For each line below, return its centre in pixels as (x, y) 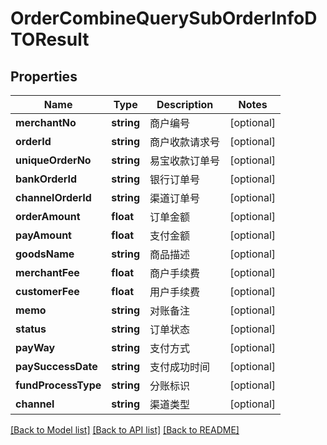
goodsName (45, 254)
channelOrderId (53, 197)
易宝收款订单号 (185, 160)
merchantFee (47, 272)
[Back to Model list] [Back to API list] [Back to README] (125, 430)
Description (185, 104)
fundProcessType (58, 385)
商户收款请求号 (185, 142)
